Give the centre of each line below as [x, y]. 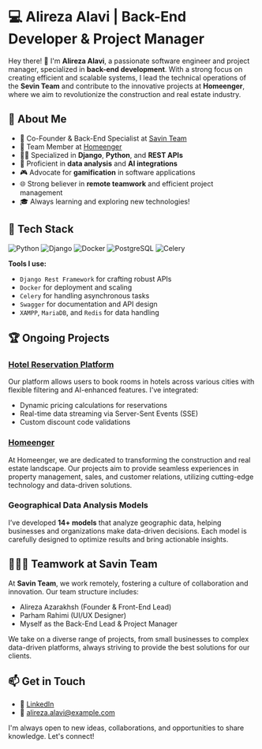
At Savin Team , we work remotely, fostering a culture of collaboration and [128, 583]
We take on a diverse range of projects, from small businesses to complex [129, 639]
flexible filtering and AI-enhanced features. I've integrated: [103, 390]
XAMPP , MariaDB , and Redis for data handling [89, 312]
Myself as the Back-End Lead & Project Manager [98, 624]
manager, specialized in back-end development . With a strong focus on [125, 69]
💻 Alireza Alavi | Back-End [97, 17]
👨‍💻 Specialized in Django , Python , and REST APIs [101, 155]
